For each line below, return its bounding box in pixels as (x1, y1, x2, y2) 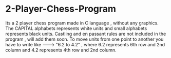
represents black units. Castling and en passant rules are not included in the (5, 31, 166, 37)
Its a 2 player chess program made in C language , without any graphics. (5, 20, 159, 26)
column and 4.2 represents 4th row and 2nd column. (5, 47, 117, 53)
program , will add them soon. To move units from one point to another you (5, 36, 164, 42)
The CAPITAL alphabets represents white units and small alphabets (5, 25, 147, 31)
